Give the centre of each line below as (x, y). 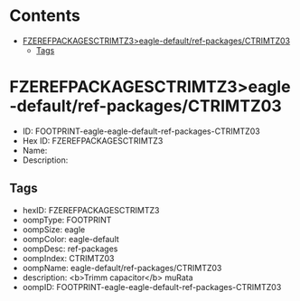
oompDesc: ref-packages (70, 249)
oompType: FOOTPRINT (67, 220)
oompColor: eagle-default (70, 239)
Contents (45, 16)
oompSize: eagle (54, 229)
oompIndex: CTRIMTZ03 (68, 258)
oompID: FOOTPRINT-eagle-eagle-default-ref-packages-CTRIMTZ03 (152, 287)
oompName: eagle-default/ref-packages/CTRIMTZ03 (122, 268)
